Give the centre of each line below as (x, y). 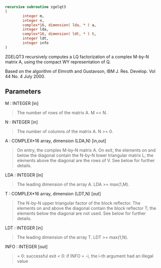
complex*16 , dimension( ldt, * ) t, (59, 34)
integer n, (33, 20)
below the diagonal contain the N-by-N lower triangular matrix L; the (85, 155)
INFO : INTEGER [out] (26, 246)
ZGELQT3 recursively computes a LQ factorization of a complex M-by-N (77, 57)
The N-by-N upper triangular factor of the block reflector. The (79, 203)
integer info (36, 43)
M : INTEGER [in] (22, 103)
